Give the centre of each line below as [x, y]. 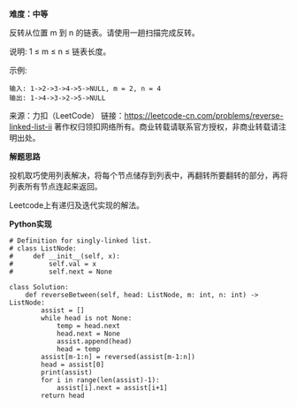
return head [63, 395]
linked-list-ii [31, 127]
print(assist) [67, 372]
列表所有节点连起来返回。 [56, 186]
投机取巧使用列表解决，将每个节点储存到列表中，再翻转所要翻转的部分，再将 [148, 175]
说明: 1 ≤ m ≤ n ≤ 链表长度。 [60, 51]
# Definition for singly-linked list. [80, 241]
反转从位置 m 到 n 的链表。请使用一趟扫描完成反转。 [105, 33]
